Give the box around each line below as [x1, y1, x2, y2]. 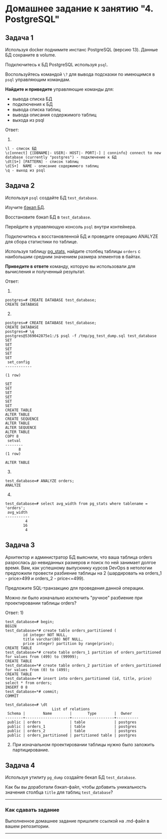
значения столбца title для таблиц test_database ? [5, 789, 113, 796]
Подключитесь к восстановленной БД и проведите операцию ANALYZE [5, 233, 159, 239]
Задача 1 [5, 33, 34, 42]
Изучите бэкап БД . [5, 204, 46, 210]
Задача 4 [5, 761, 35, 770]
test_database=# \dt [5, 702, 48, 707]
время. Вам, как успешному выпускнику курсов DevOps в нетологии [5, 565, 153, 571]
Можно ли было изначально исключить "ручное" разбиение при [5, 595, 143, 601]
